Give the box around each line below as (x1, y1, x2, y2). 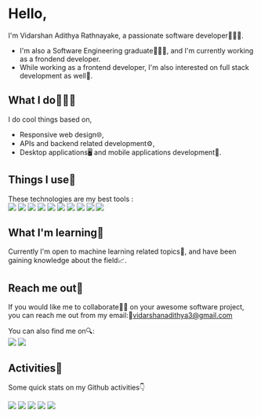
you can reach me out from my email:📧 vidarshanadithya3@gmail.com (8, 311, 233, 320)
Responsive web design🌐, (19, 130, 104, 139)
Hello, (8, 5, 48, 23)
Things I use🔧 (8, 174, 76, 187)
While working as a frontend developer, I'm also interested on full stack (19, 62, 249, 71)
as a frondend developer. (19, 54, 101, 64)
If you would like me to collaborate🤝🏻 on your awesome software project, (8, 302, 245, 312)
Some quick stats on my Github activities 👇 (8, 382, 146, 392)
